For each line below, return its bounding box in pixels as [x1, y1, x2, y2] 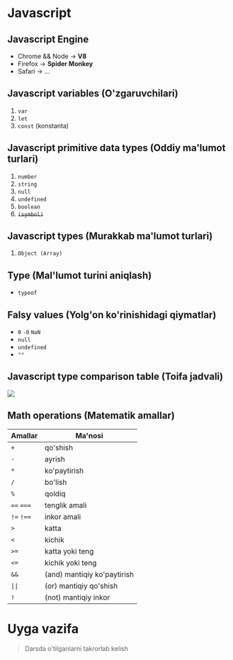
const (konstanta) [17, 121, 69, 130]
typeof [17, 289, 38, 297]
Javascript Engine [7, 33, 89, 45]
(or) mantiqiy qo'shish [45, 581, 118, 591]
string [17, 181, 38, 188]
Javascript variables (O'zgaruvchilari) [7, 87, 178, 100]
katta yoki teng [45, 546, 94, 556]
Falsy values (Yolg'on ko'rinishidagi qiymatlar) [7, 308, 217, 320]
